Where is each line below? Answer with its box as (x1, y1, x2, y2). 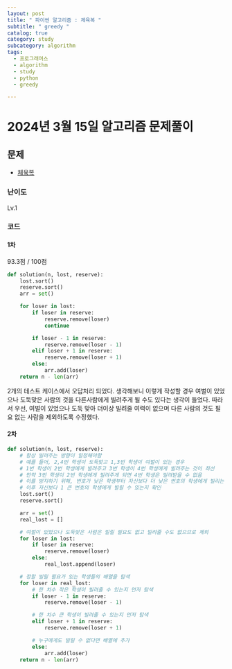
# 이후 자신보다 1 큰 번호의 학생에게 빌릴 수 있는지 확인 (19, 484, 161, 492)
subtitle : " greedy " (7, 23, 70, 30)
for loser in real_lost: (19, 580, 91, 587)
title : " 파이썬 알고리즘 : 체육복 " (7, 17, 102, 24)
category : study (7, 36, 54, 43)
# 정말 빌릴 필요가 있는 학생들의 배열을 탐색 (19, 573, 130, 580)
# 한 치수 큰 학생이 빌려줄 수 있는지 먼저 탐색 (32, 612, 149, 618)
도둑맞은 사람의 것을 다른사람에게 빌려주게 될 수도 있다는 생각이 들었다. (19, 395, 211, 404)
